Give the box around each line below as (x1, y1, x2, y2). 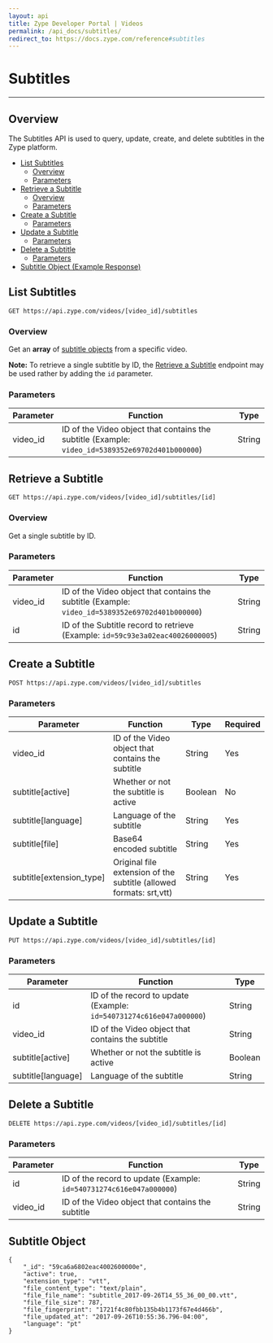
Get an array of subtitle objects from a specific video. (8, 344, 188, 354)
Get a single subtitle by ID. (8, 531, 96, 540)
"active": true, (23, 1270, 79, 1278)
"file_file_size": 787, (23, 1298, 104, 1306)
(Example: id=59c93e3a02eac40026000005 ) (61, 629, 218, 641)
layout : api (8, 11, 49, 20)
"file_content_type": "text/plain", (23, 1284, 148, 1293)
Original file (112, 856, 157, 868)
